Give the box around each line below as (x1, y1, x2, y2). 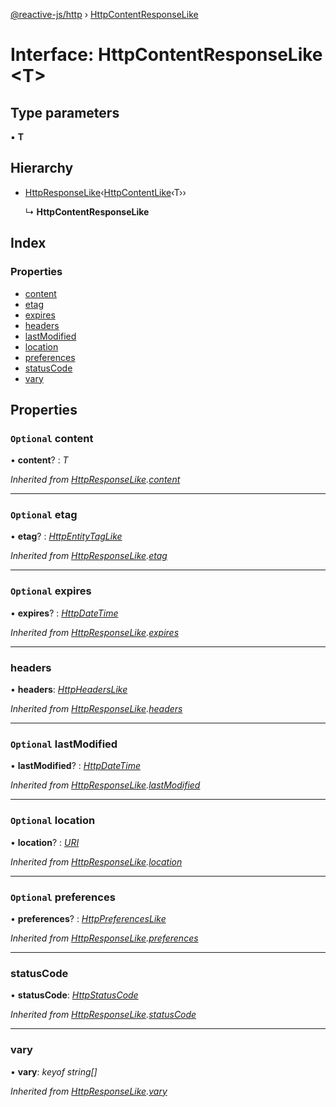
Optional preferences (10, 890, 116, 904)
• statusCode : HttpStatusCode (10, 989, 139, 1001)
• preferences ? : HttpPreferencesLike (10, 912, 167, 924)
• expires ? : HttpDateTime (10, 607, 119, 619)
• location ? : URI (10, 836, 80, 848)
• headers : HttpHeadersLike (10, 684, 128, 696)
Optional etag (10, 508, 78, 522)
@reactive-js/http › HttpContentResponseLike (10, 9, 199, 20)
